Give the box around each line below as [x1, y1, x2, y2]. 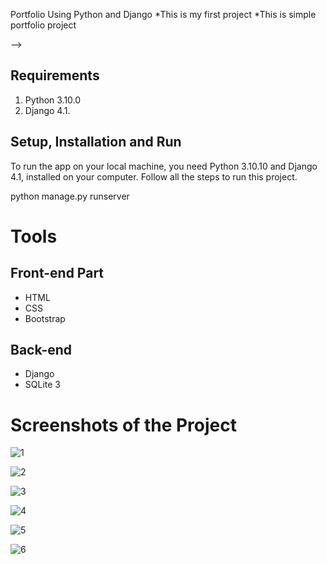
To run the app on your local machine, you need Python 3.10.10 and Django [10, 160, 318, 172]
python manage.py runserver [10, 190, 130, 202]
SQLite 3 [24, 379, 61, 391]
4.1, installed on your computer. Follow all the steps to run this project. [10, 170, 298, 183]
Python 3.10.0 [24, 94, 82, 106]
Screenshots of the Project [10, 414, 238, 436]
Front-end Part [10, 265, 105, 282]
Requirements [10, 67, 100, 84]
